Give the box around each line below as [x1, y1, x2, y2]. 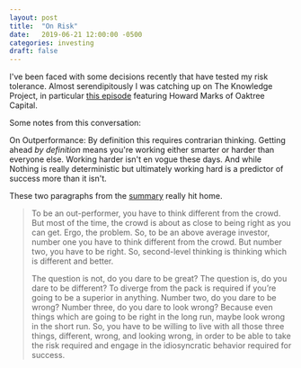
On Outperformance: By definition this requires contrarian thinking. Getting [9, 135, 286, 146]
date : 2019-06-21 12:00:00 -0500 [9, 30, 143, 39]
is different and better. [31, 256, 114, 266]
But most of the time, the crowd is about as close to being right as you [31, 218, 292, 229]
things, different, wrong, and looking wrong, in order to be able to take [31, 330, 292, 342]
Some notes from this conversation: [9, 118, 142, 129]
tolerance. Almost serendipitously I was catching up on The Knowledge [9, 81, 273, 92]
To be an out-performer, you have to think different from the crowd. [31, 208, 281, 219]
